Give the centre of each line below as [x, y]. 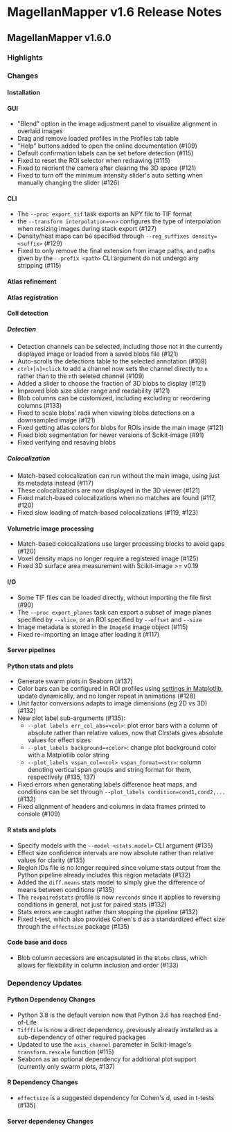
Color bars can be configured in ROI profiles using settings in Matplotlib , [120, 689]
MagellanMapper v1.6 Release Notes [115, 12]
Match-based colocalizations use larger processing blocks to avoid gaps [121, 544]
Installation [24, 93]
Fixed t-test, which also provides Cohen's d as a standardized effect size [121, 919]
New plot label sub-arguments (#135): [71, 718]
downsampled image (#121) [56, 420]
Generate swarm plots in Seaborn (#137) [75, 681]
